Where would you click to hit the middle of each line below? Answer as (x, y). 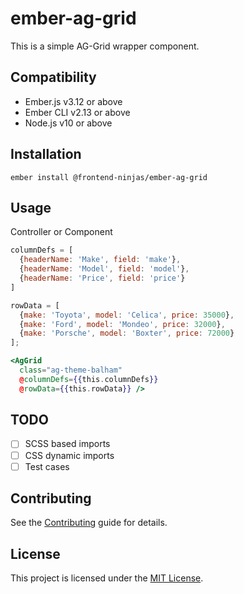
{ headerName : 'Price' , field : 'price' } (102, 278)
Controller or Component (61, 232)
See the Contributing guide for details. (89, 523)
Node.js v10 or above (68, 123)
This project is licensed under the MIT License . (107, 578)
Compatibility (53, 77)
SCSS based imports (67, 444)
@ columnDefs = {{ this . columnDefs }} (89, 379)
